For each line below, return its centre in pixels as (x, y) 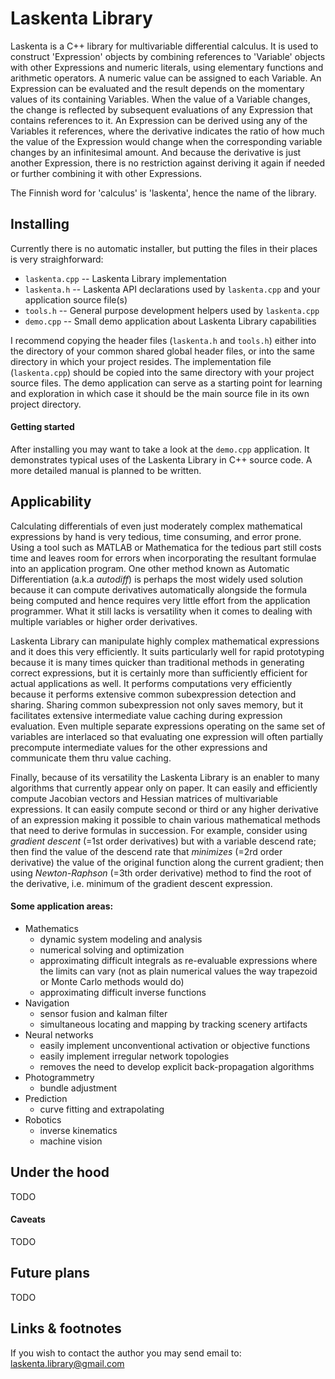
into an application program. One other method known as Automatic (150, 568)
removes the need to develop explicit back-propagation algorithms (177, 1066)
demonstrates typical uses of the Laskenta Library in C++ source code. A (161, 459)
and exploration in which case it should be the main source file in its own (160, 393)
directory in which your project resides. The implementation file (141, 361)
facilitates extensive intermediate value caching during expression (146, 715)
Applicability (51, 502)
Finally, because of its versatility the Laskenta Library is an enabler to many (165, 777)
